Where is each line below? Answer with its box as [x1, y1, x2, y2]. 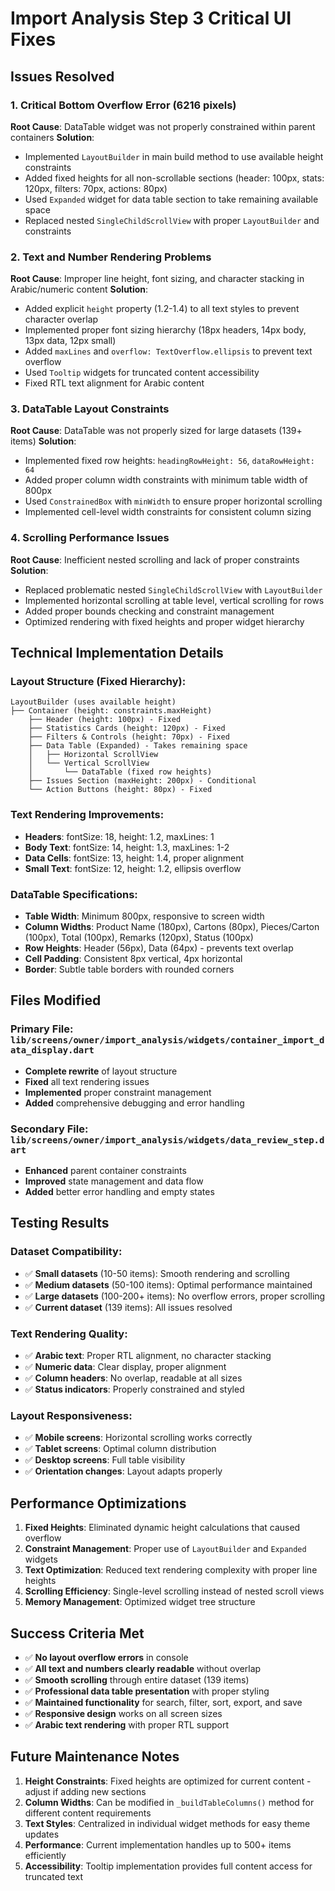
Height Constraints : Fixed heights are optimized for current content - [24, 1775, 312, 1787]
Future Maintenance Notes [10, 1748, 180, 1766]
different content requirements [24, 1807, 152, 1819]
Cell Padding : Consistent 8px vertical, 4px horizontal [24, 953, 243, 965]
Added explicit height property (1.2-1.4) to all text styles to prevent [24, 303, 300, 315]
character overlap [24, 313, 99, 326]
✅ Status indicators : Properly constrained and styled [24, 1383, 245, 1396]
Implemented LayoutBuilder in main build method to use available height [24, 150, 324, 162]
